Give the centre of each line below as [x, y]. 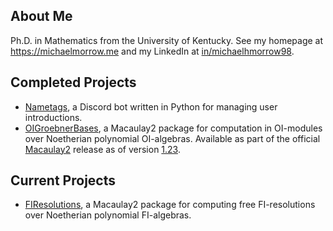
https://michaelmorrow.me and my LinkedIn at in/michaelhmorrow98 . [152, 51]
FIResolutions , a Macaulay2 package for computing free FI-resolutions [170, 205]
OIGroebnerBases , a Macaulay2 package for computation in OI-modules [173, 128]
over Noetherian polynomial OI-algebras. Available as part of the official [172, 138]
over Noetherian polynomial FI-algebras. [108, 215]
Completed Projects [73, 82]
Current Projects [63, 180]
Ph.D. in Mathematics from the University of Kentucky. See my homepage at [167, 40]
